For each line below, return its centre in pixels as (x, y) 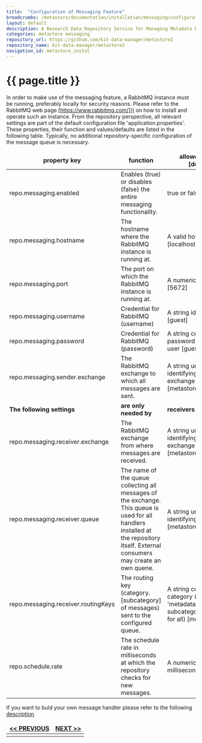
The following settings (42, 409)
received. (134, 460)
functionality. (139, 212)
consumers (136, 552)
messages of (139, 492)
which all (133, 381)
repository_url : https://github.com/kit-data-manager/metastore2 (90, 40)
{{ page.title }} (43, 80)
